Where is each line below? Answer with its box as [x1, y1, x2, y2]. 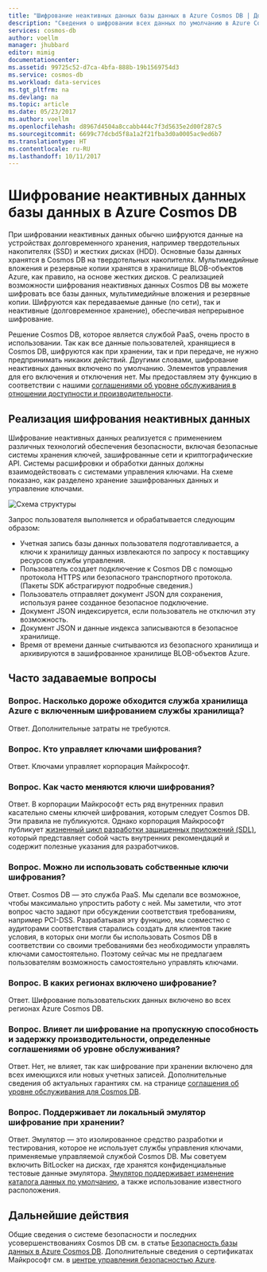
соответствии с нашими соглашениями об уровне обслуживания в [8, 380, 237, 390]
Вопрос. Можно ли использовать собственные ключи [8, 861, 229, 872]
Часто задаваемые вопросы [8, 672, 157, 685]
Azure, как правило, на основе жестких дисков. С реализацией [8, 272, 224, 282]
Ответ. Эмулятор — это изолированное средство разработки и [8, 1135, 224, 1145]
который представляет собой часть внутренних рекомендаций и [8, 833, 230, 843]
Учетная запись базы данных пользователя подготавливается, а [19, 539, 239, 548]
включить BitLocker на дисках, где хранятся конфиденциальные [8, 1160, 226, 1170]
